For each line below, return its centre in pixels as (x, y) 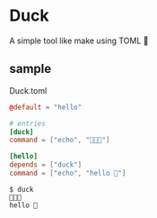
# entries (28, 123)
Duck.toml (28, 90)
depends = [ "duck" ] (46, 165)
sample (31, 69)
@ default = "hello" (46, 107)
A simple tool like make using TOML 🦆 (79, 41)
